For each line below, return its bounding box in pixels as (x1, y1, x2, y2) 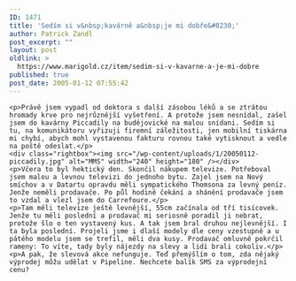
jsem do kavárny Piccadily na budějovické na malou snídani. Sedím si (9, 118, 276, 127)
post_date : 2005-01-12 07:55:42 (9, 79, 129, 87)
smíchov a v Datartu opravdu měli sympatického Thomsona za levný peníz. (9, 180, 288, 189)
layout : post (9, 46, 58, 55)
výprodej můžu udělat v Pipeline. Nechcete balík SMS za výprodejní (9, 257, 268, 266)
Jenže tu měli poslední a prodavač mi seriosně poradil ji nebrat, (9, 211, 264, 220)
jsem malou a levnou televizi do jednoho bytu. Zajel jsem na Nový (9, 172, 264, 181)
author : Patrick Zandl (9, 29, 93, 38)
